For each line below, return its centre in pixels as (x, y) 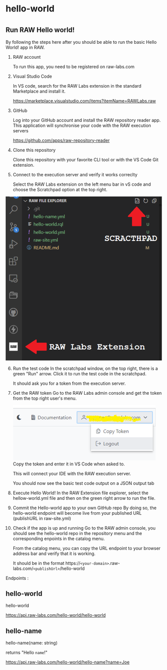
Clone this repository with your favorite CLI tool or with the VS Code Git (85, 159)
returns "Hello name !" (27, 653)
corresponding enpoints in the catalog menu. (59, 539)
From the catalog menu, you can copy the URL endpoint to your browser (86, 548)
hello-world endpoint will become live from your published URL (77, 513)
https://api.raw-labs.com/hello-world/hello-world (56, 615)
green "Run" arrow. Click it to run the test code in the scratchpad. (80, 373)
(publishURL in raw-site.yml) (42, 518)
